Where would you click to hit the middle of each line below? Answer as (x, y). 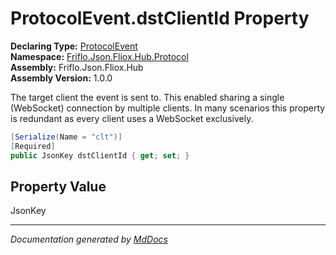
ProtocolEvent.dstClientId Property (160, 18)
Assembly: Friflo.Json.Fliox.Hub (77, 67)
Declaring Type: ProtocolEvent (74, 46)
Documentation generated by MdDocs (89, 239)
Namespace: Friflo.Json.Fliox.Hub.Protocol (99, 56)
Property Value (58, 186)
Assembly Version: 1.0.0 (61, 78)
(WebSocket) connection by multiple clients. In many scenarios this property (168, 108)
